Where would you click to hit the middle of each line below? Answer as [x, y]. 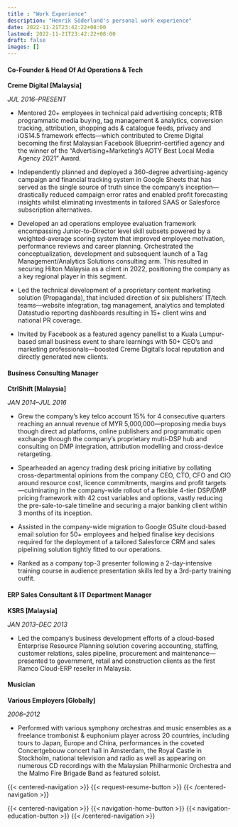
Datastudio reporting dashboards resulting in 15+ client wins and [112, 313]
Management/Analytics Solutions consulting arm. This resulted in [113, 261]
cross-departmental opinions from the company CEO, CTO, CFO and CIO [124, 475]
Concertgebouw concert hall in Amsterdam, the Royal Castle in [110, 750]
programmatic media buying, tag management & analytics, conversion [120, 121]
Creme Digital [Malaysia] [45, 85]
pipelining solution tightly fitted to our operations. [90, 550]
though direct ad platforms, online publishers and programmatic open [119, 431]
